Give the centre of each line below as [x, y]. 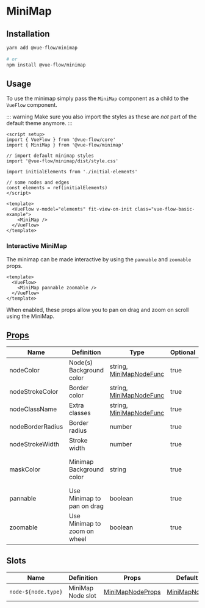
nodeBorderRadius [36, 427]
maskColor [25, 469]
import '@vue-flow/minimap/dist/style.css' [63, 161]
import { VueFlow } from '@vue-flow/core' [61, 140]
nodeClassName [33, 409]
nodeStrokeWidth [34, 444]
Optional [183, 352]
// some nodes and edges [38, 183]
